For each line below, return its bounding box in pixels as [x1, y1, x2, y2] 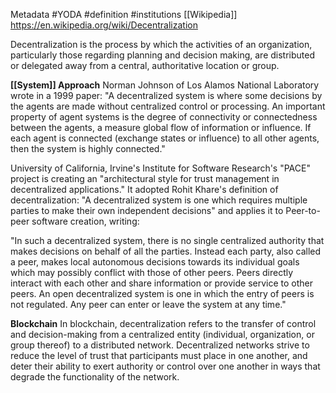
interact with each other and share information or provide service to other [10, 277, 314, 289]
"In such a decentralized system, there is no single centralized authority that [10, 235, 325, 246]
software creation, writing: [31, 215, 140, 227]
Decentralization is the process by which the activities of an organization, [10, 39, 313, 50]
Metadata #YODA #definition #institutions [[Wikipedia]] [10, 9, 238, 20]
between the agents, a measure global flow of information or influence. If [10, 122, 312, 133]
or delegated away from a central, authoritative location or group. [10, 60, 280, 71]
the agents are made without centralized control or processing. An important [10, 100, 326, 112]
